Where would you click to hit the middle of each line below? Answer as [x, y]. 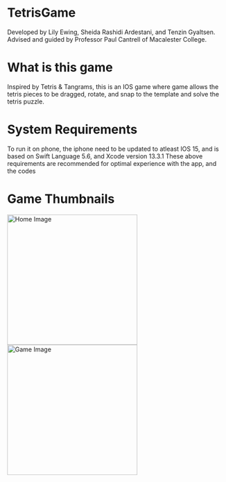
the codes [21, 171]
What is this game [60, 68]
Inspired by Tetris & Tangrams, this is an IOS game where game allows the [113, 86]
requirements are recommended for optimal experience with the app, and [112, 163]
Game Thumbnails [61, 199]
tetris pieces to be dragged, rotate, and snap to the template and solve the [113, 94]
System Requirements [72, 130]
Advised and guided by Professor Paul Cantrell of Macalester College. [107, 39]
